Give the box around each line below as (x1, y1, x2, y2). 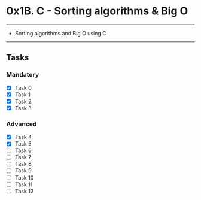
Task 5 (14, 140, 32, 147)
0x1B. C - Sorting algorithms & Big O (6, 4, 188, 18)
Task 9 (14, 167, 32, 174)
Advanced (6, 120, 37, 128)
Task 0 (14, 84, 32, 91)
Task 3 (14, 104, 32, 111)
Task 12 (14, 187, 34, 195)
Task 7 (14, 154, 32, 161)
